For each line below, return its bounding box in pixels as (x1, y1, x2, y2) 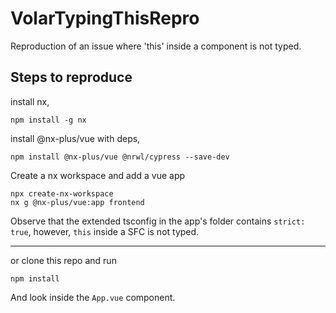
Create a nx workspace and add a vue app (10, 169, 186, 181)
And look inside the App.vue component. (10, 291, 176, 303)
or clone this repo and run (10, 254, 117, 266)
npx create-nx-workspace (10, 188, 114, 199)
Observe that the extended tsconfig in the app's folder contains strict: (10, 215, 306, 227)
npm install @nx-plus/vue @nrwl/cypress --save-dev (10, 152, 230, 162)
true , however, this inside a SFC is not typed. (10, 225, 200, 237)
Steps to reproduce (10, 69, 133, 86)
